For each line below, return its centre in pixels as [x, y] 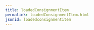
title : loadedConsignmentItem [37, 10]
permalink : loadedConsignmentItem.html [47, 15]
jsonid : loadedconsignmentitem [38, 19]
